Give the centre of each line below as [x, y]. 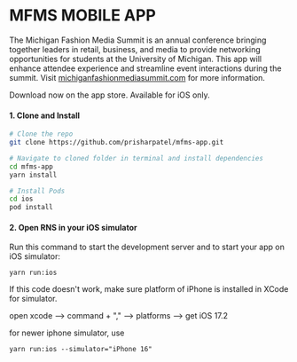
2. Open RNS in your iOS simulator [73, 227]
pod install [31, 208]
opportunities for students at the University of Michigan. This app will [136, 59]
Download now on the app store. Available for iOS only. [109, 95]
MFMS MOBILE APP [83, 16]
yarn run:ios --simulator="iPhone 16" [81, 350]
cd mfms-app [31, 166]
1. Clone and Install [45, 115]
